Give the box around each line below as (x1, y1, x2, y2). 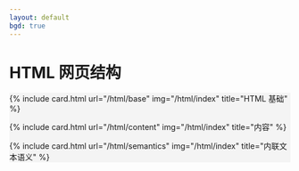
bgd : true (9, 21, 46, 30)
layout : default (9, 12, 70, 22)
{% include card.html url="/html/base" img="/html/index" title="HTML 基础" (9, 94, 288, 104)
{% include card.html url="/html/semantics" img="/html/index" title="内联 (9, 141, 279, 151)
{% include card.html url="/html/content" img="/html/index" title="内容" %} (9, 122, 287, 133)
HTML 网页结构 (9, 62, 122, 83)
